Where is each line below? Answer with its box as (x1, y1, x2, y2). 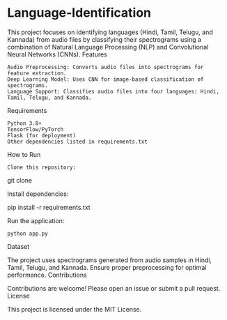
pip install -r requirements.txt (7, 203, 91, 211)
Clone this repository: (7, 164, 77, 171)
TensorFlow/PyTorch (7, 125, 64, 133)
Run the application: (7, 216, 65, 224)
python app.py (7, 230, 49, 237)
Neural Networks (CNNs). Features (7, 50, 108, 59)
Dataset (7, 242, 30, 250)
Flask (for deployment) (7, 132, 77, 139)
